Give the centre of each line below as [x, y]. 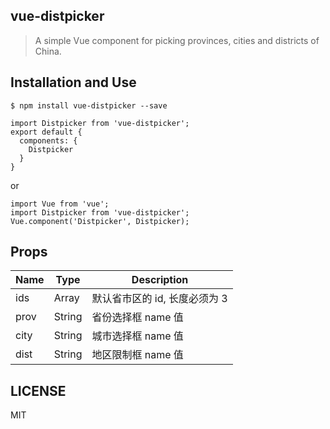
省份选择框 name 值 [137, 317]
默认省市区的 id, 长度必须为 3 [159, 299]
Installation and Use [73, 82]
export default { [46, 132]
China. [48, 51]
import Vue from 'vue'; [60, 204]
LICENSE [38, 390]
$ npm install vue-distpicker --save [89, 105]
